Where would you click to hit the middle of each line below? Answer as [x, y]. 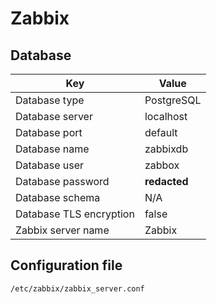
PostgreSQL [173, 100]
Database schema [58, 197]
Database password [62, 181]
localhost [166, 116]
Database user [50, 165]
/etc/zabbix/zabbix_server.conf [77, 288]
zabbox [162, 165]
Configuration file [66, 265]
